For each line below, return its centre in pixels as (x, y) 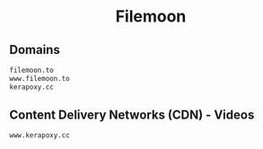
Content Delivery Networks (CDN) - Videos (132, 115)
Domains (35, 50)
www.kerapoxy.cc (39, 136)
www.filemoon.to (39, 78)
